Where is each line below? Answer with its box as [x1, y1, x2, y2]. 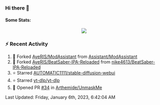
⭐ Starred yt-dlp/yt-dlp [12, 77, 60, 83]
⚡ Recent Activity [5, 40, 48, 47]
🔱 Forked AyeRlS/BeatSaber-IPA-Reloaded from [12, 59, 111, 65]
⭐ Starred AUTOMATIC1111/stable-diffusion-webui [12, 70, 115, 76]
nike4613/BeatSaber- [111, 59, 155, 65]
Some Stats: [5, 17, 31, 23]
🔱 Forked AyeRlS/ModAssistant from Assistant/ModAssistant [12, 53, 137, 59]
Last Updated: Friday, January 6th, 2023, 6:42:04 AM [5, 94, 116, 100]
